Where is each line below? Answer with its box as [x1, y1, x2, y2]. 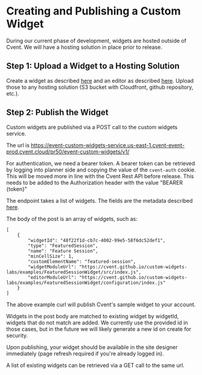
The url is [6, 141, 30, 149]
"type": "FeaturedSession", [28, 243, 98, 249]
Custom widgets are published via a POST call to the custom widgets [6, 123, 178, 130]
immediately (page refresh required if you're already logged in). [6, 350, 164, 357]
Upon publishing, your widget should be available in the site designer [6, 343, 178, 351]
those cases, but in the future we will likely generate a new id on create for [6, 325, 192, 333]
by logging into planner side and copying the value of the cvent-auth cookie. [6, 166, 196, 173]
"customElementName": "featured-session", [28, 258, 136, 264]
